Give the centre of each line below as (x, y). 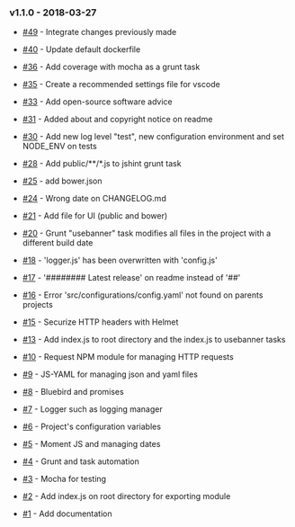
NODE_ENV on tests (59, 147)
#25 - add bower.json (62, 181)
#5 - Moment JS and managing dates (91, 444)
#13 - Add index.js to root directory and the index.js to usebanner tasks (154, 340)
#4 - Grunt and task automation (80, 461)
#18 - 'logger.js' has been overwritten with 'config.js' (120, 260)
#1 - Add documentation (67, 514)
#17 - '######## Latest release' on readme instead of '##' (131, 278)
